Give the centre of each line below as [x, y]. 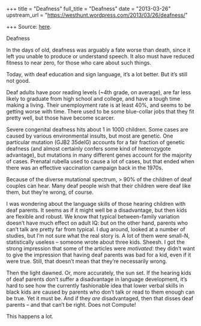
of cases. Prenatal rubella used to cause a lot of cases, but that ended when [100, 161]
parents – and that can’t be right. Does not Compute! [71, 305]
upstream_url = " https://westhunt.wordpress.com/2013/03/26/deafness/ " [97, 15]
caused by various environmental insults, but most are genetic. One [90, 136]
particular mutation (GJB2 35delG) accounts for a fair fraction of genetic [95, 142]
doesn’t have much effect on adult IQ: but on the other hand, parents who [97, 223]
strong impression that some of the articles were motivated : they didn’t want [100, 248]
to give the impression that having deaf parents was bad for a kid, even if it [99, 255]
